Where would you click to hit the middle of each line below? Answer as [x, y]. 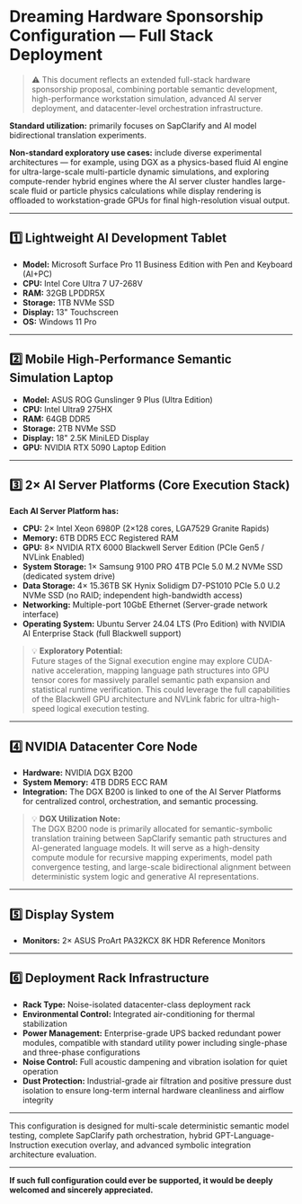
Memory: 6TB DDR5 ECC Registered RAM [100, 538]
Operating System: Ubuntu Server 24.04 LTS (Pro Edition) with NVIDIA [154, 624]
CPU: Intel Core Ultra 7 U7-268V [83, 283]
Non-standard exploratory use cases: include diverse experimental [136, 152]
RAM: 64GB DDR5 [56, 419]
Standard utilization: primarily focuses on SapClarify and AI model [133, 125]
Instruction [29, 1145]
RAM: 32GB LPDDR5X [63, 293]
